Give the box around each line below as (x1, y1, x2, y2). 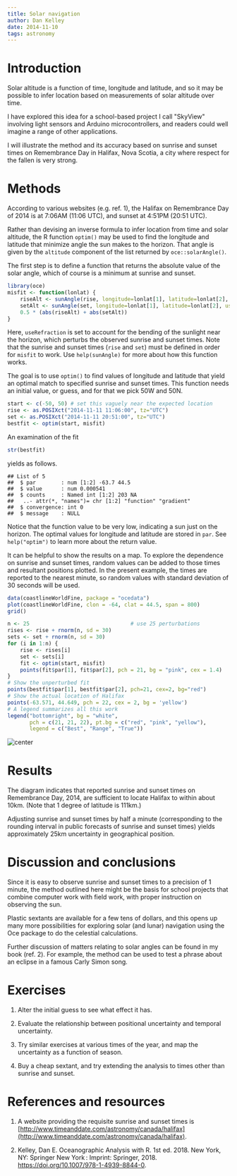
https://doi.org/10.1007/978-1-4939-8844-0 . (17, 1161, 147, 1169)
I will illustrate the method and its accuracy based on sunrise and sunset (7, 141, 217, 150)
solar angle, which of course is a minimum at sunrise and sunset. (7, 269, 196, 277)
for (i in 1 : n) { (7, 640, 59, 647)
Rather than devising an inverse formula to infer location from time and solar (7, 225, 229, 234)
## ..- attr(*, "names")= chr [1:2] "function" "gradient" (7, 497, 191, 504)
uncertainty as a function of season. (17, 1048, 123, 1057)
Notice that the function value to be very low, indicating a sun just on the (7, 522, 218, 531)
